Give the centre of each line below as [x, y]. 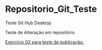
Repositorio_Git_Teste [51, 9]
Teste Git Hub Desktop [28, 23]
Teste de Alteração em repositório [40, 32]
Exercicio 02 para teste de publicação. [45, 42]
